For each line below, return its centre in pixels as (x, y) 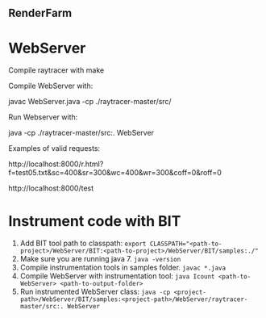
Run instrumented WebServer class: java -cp (95, 292)
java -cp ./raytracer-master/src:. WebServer (81, 133)
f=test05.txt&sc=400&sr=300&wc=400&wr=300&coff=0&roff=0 (115, 173)
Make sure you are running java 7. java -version (100, 259)
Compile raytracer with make (56, 70)
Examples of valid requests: (54, 149)
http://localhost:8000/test (51, 188)
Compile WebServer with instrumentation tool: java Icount (117, 276)
